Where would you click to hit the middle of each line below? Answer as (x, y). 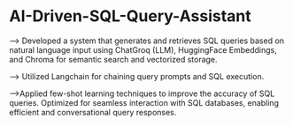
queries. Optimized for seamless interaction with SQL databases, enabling (144, 102)
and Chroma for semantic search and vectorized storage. (114, 59)
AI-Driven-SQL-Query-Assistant (131, 16)
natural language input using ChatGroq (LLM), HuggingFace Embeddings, (143, 49)
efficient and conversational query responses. (93, 112)
